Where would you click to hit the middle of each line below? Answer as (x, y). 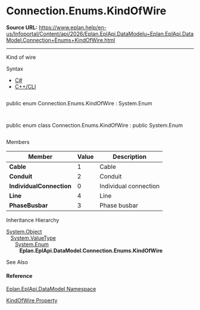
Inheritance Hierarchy (33, 220)
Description (130, 156)
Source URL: (22, 27)
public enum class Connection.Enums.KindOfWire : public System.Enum (95, 125)
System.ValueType (33, 238)
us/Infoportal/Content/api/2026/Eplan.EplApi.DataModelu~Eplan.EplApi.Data (100, 33)
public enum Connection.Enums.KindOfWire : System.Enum (79, 103)
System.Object (24, 231)
